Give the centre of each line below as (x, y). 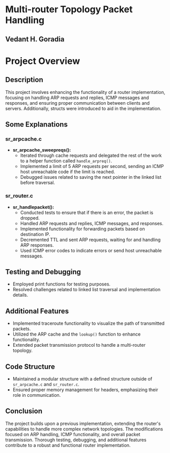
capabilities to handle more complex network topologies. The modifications (84, 429)
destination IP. (35, 234)
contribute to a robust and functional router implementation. (68, 445)
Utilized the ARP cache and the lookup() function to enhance (77, 334)
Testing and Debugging (43, 272)
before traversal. (37, 183)
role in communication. (37, 395)
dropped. (30, 218)
